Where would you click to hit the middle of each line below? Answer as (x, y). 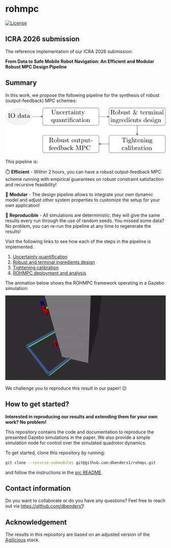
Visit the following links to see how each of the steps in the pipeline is (78, 242)
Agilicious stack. (22, 540)
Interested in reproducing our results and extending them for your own (81, 416)
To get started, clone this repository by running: (55, 452)
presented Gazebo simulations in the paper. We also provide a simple (78, 437)
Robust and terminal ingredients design (54, 262)
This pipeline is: (22, 162)
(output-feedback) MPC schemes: (41, 101)
